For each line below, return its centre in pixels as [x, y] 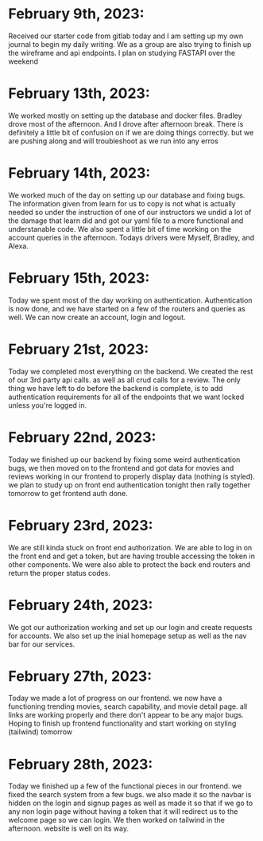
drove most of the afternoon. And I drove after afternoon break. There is [126, 123]
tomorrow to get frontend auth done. [68, 493]
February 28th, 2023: [81, 764]
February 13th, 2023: [79, 94]
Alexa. [19, 246]
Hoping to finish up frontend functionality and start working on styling [122, 724]
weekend [23, 61]
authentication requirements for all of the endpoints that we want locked [126, 397]
